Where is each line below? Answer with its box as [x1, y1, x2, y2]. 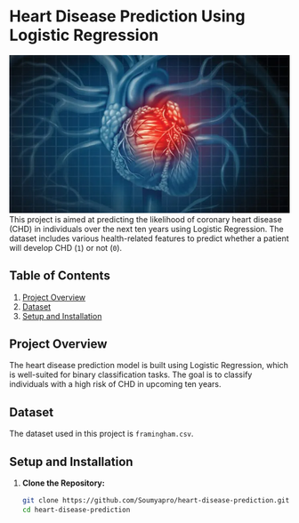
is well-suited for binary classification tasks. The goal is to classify [9, 369, 253, 380]
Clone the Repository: [21, 478, 105, 488]
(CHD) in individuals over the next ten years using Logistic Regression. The [9, 223, 285, 234]
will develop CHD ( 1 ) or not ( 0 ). [9, 242, 123, 253]
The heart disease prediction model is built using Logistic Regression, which [9, 360, 289, 371]
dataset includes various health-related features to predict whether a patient [9, 233, 289, 244]
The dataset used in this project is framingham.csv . [9, 429, 194, 439]
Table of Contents [9, 269, 111, 284]
